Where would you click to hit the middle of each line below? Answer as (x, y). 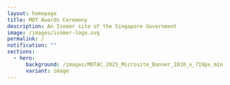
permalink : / (26, 39)
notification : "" (32, 45)
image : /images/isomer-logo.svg (53, 33)
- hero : (24, 58)
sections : (21, 52)
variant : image (47, 71)
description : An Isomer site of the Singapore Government (92, 26)
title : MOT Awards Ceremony (48, 20)
